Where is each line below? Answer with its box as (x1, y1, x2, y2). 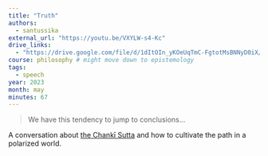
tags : (8, 64, 26, 72)
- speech (15, 71, 45, 79)
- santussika (15, 26, 59, 34)
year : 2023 (8, 78, 45, 86)
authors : (8, 19, 37, 27)
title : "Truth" (8, 11, 59, 20)
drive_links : (8, 41, 52, 49)
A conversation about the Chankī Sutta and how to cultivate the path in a (8, 131, 246, 140)
